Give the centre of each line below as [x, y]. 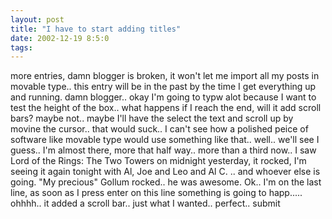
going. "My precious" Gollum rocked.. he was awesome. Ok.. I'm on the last [166, 182]
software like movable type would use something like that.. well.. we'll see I [165, 140]
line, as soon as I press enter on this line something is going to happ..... [156, 193]
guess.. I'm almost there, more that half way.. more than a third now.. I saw [163, 150]
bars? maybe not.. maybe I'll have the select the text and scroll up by [152, 118]
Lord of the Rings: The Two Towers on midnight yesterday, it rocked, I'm [158, 161]
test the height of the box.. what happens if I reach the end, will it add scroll [166, 108]
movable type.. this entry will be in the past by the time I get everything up [163, 87]
